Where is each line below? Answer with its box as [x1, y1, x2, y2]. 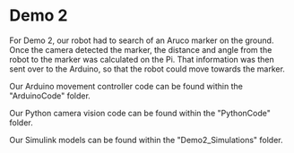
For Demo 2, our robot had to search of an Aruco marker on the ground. [9, 35, 274, 46]
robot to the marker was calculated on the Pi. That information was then [9, 54, 275, 64]
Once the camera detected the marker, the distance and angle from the [9, 44, 272, 55]
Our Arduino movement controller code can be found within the [9, 81, 244, 91]
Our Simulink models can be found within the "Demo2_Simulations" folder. [9, 134, 283, 145]
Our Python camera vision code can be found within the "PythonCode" [9, 107, 271, 118]
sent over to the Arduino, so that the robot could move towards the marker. [9, 64, 285, 74]
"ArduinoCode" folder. [9, 90, 91, 101]
